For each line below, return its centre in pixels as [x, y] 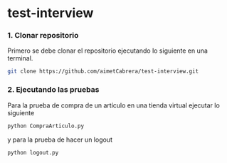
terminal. [20, 58]
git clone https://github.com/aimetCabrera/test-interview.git [103, 72]
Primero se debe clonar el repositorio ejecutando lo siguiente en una [108, 51]
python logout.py [33, 152]
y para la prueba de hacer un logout [60, 140]
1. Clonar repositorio [43, 36]
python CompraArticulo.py [46, 126]
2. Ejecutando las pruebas [53, 90]
